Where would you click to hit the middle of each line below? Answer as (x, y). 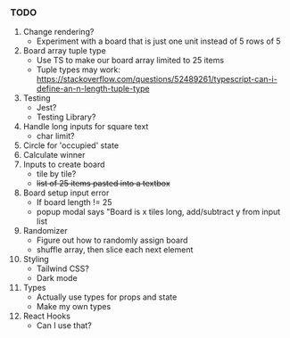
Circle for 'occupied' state (71, 145)
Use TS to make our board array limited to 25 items (130, 61)
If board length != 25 (74, 202)
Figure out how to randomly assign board (112, 240)
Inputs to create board (64, 165)
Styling (36, 260)
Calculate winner (54, 155)
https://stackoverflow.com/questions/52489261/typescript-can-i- (157, 79)
